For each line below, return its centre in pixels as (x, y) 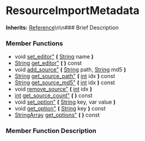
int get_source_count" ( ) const (54, 96)
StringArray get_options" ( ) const (57, 115)
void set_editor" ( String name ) (54, 57)
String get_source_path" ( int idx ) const (65, 76)
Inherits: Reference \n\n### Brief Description (62, 27)
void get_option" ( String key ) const (60, 109)
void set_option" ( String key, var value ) (65, 102)
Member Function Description (51, 131)
